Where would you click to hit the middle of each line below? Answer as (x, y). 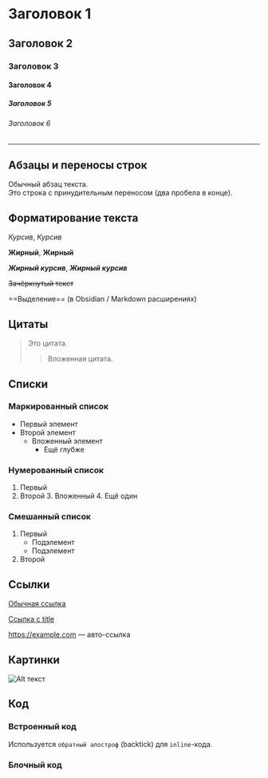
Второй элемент (47, 432)
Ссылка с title (32, 619)
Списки (28, 384)
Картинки (34, 660)
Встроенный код (43, 727)
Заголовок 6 (30, 124)
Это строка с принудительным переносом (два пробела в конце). (120, 193)
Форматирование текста (73, 217)
